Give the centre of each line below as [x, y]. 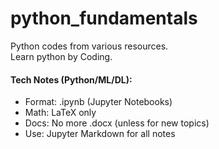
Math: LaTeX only [60, 113]
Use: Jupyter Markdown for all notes [100, 134]
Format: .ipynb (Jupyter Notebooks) [98, 102]
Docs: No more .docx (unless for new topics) [117, 123]
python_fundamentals [104, 18]
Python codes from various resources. [89, 46]
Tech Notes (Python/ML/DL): [71, 79]
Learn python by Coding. [61, 56]
